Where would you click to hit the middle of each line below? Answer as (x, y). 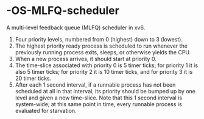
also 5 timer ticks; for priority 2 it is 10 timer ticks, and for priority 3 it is (104, 71)
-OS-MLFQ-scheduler (63, 11)
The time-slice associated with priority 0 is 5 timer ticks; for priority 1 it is (107, 65)
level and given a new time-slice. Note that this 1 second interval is (99, 98)
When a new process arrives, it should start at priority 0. (86, 59)
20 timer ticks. (33, 78)
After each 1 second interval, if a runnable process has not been (95, 85)
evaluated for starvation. (46, 110)
